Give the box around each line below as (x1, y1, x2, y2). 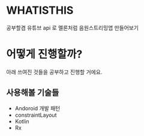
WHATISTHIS (6, 4, 74, 17)
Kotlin (14, 117, 29, 125)
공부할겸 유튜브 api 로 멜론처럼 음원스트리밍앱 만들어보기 (6, 24, 139, 31)
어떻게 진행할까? (6, 47, 83, 61)
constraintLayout (14, 111, 57, 119)
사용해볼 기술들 (6, 87, 59, 98)
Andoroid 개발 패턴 (14, 104, 61, 111)
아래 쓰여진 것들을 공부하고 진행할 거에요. (6, 68, 103, 75)
